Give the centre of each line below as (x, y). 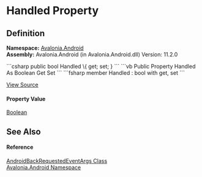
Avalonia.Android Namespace (44, 167)
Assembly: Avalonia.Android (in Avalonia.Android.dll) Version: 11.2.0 (92, 55)
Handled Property (53, 11)
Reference (20, 147)
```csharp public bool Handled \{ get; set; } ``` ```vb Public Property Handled (101, 66)
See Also (24, 131)
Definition (25, 33)
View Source (22, 85)
